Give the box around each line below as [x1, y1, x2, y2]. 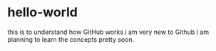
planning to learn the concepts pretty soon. [7, 35, 135, 43]
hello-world [7, 4, 78, 21]
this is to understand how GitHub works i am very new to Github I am [7, 28, 209, 36]
